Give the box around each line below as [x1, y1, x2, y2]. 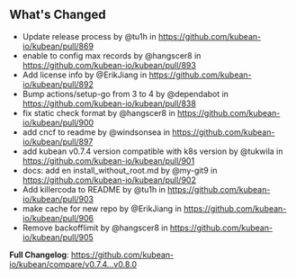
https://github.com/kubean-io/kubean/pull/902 [22, 175, 196, 185]
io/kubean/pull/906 [22, 212, 94, 223]
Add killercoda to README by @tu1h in [22, 184, 166, 194]
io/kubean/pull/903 [22, 193, 94, 204]
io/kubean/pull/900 [22, 117, 94, 128]
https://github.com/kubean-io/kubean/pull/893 [22, 59, 196, 70]
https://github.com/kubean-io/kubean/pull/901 [22, 155, 195, 166]
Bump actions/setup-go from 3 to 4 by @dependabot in [22, 88, 229, 99]
